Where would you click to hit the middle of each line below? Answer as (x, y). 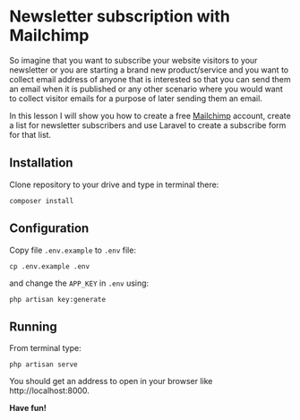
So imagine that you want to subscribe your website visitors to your (133, 60)
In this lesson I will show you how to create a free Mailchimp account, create (150, 116)
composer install (42, 201)
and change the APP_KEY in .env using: (79, 283)
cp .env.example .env (50, 266)
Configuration (49, 229)
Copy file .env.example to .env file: (73, 250)
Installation (41, 163)
